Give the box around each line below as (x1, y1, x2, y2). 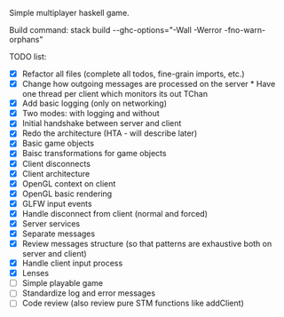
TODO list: (9, 52, 47, 61)
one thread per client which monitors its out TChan (21, 89, 209, 99)
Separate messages (21, 228, 96, 239)
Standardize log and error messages (21, 288, 156, 298)
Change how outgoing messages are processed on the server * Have (21, 79, 276, 90)
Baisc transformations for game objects (21, 148, 167, 159)
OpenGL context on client (21, 178, 116, 189)
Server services (21, 218, 81, 229)
